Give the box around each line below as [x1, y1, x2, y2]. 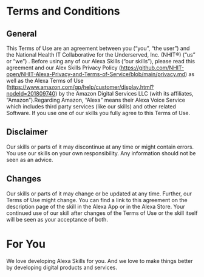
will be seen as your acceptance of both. [6, 216, 108, 223]
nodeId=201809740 [6, 90, 56, 97]
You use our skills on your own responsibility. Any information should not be [6, 149, 196, 156]
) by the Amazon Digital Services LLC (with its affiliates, [55, 90, 194, 97]
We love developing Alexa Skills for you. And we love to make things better [6, 257, 193, 264]
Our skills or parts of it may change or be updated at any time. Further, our [6, 190, 192, 197]
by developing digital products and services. [6, 264, 117, 271]
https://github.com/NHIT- [120, 64, 184, 71]
